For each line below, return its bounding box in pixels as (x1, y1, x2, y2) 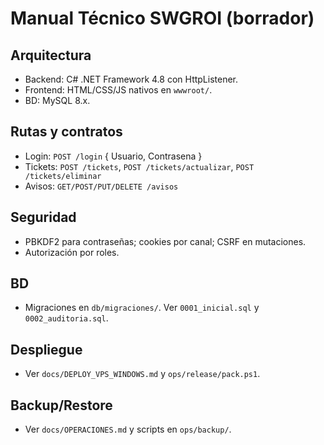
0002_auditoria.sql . (24, 312, 109, 324)
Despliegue (10, 341, 83, 358)
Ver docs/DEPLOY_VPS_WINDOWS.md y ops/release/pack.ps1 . (24, 368, 261, 380)
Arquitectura (10, 47, 92, 64)
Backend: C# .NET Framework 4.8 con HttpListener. (24, 73, 239, 85)
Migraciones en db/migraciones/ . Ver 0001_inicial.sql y (24, 302, 260, 314)
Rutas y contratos (10, 123, 123, 141)
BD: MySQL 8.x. (24, 95, 91, 106)
